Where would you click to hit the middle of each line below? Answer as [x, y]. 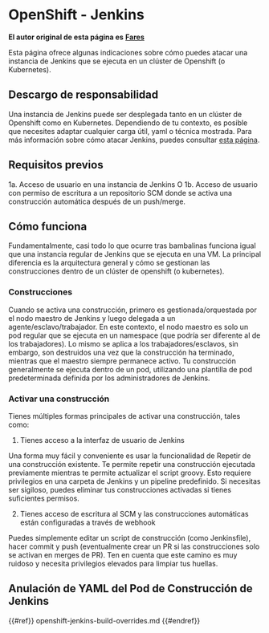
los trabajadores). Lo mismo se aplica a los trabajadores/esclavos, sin [123, 343]
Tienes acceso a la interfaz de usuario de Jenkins [102, 440]
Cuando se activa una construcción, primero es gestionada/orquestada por [132, 310]
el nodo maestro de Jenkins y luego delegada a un [92, 318]
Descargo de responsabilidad [84, 95]
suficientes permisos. [44, 498]
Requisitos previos [56, 165]
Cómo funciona [48, 226]
